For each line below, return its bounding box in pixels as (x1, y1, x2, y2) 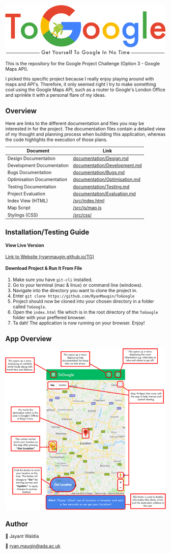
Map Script (7, 205, 31, 211)
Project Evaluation (7, 190, 46, 197)
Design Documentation (7, 155, 56, 161)
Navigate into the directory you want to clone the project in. (12, 287, 137, 293)
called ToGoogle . (12, 303, 47, 310)
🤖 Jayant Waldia (5, 533, 39, 539)
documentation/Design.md (73, 155, 129, 161)
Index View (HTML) (7, 198, 48, 204)
